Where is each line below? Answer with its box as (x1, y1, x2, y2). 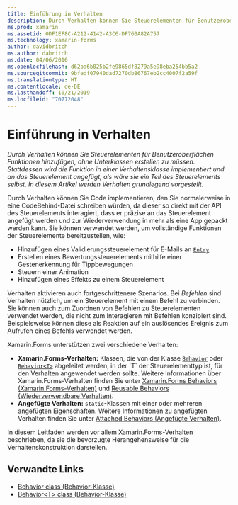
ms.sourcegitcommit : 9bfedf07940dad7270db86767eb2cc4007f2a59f (7, 69, 198, 76)
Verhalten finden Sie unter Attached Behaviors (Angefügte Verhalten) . (17, 414, 222, 422)
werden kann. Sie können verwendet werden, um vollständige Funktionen (7, 224, 222, 232)
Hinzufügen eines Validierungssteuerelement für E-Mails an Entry (17, 245, 210, 254)
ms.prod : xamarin (7, 23, 59, 30)
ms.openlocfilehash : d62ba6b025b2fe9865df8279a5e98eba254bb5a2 (7, 63, 198, 70)
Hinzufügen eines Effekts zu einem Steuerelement (17, 275, 164, 283)
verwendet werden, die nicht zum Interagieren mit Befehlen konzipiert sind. (7, 311, 227, 319)
